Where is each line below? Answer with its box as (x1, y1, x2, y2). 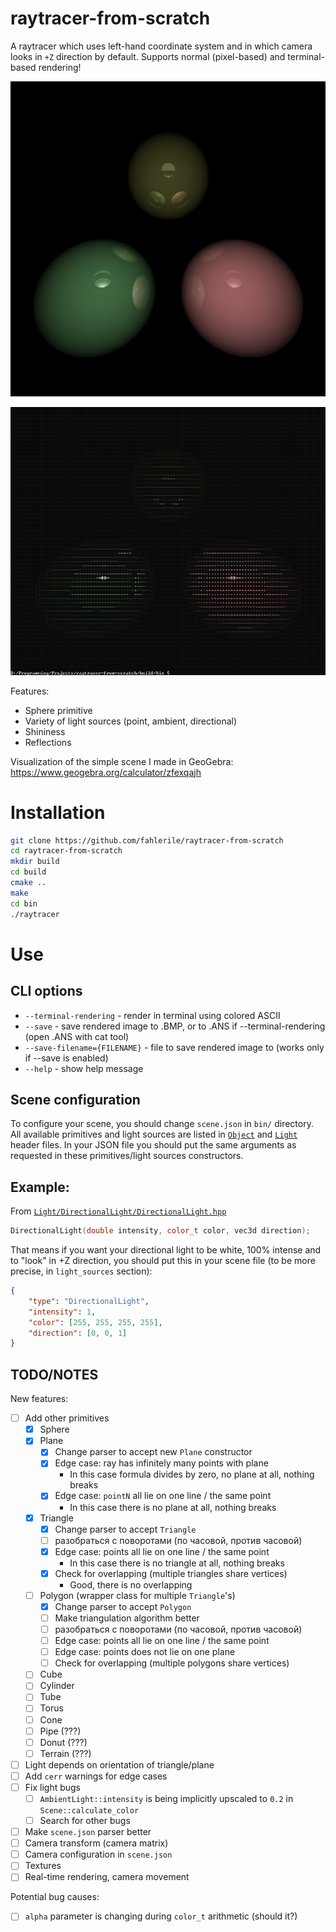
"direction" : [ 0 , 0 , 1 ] (28, 1328, 128, 1338)
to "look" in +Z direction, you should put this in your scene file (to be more (10, 1255, 316, 1267)
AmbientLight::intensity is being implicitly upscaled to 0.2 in (39, 1792, 294, 1804)
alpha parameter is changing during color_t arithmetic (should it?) (24, 1910, 298, 1922)
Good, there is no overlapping (69, 1578, 193, 1591)
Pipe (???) (39, 1725, 82, 1737)
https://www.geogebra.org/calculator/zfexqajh (10, 766, 202, 778)
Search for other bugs (39, 1815, 131, 1826)
